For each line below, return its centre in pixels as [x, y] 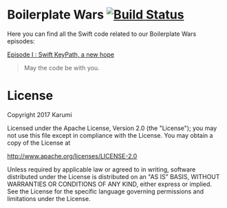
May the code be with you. [62, 67]
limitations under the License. [49, 198]
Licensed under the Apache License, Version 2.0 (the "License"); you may [112, 128]
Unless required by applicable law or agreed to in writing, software [101, 169]
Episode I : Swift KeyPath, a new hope [61, 54]
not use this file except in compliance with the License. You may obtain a [110, 135]
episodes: [21, 41]
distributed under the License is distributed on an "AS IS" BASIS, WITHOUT [113, 176]
